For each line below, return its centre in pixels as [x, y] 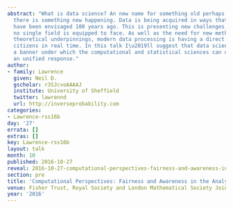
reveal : [18, 168]
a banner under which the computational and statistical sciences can [118, 53]
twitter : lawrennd [40, 98]
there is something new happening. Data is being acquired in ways [113, 20]
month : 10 [21, 156]
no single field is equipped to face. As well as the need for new [113, 33]
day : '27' [21, 123]
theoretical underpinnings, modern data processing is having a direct [119, 40]
